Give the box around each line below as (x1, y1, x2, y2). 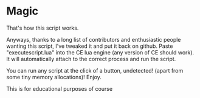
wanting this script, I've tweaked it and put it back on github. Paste (6, 42, 173, 50)
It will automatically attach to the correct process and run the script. (6, 55, 176, 62)
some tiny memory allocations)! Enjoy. (6, 73, 102, 80)
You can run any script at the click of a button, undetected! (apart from (6, 67, 184, 74)
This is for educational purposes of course (6, 85, 113, 92)
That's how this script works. (6, 24, 79, 31)
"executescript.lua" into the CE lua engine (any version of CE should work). (6, 48, 195, 56)
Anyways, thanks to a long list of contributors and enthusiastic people (6, 36, 181, 43)
